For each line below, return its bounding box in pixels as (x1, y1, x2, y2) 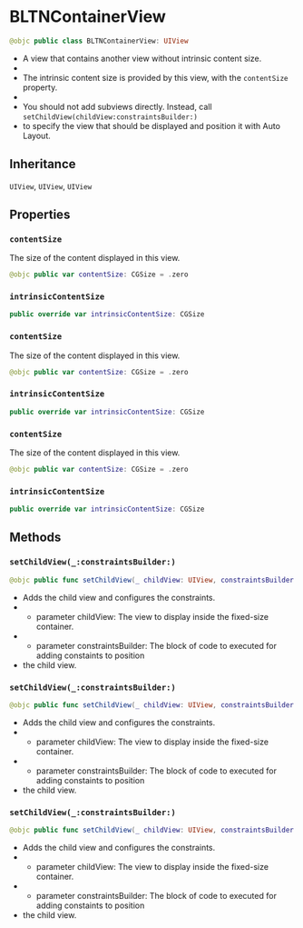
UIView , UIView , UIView (9, 180, 93, 192)
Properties (9, 207, 71, 223)
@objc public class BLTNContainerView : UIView (9, 36, 189, 45)
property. (22, 82, 58, 93)
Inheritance (9, 156, 76, 172)
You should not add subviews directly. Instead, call (22, 101, 212, 112)
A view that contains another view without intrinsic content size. (22, 53, 262, 64)
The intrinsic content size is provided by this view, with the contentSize (22, 72, 288, 83)
